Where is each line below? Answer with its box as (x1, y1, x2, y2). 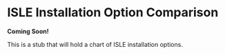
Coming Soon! (7, 27, 50, 35)
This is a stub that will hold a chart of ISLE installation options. (7, 40, 183, 48)
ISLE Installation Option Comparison (7, 5, 219, 20)
